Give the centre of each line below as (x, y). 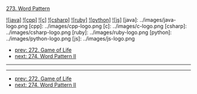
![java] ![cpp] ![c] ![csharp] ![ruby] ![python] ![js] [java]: (72, 20)
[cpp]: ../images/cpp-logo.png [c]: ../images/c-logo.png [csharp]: (108, 26)
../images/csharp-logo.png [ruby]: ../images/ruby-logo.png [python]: (89, 32)
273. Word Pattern (28, 9)
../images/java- (158, 20)
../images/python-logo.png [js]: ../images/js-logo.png (70, 38)
